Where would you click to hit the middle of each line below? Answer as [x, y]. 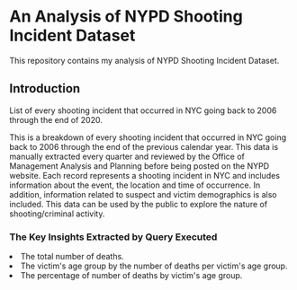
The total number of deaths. [72, 257]
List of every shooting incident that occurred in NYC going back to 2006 [143, 110]
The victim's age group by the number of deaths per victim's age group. [154, 266]
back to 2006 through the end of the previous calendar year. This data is [144, 146]
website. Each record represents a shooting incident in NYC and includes [145, 175]
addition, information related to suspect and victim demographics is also [143, 194]
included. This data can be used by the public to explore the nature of [139, 204]
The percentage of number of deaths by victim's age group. [132, 276]
